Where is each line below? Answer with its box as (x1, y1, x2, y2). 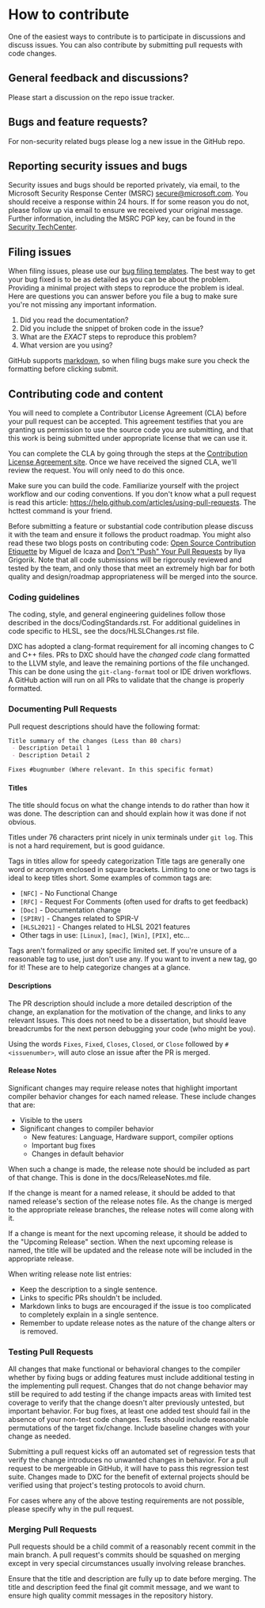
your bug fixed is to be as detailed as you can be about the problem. (8, 275, 231, 284)
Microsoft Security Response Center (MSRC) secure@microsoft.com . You (8, 188, 248, 199)
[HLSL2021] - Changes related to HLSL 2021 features (19, 922, 191, 931)
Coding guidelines (8, 591, 81, 602)
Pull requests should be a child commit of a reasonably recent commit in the (8, 1542, 256, 1552)
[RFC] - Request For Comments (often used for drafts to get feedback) (19, 897, 249, 907)
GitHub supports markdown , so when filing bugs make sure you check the (8, 356, 250, 366)
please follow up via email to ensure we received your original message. (8, 206, 244, 215)
